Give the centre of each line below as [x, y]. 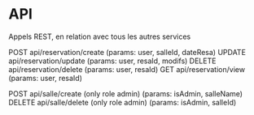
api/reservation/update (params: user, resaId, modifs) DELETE [112, 61]
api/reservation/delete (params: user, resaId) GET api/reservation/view [127, 69]
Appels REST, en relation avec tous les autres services [100, 36]
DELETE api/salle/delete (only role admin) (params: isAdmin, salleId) [123, 102]
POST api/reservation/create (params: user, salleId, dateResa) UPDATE [127, 52]
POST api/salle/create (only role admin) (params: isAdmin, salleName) [125, 93]
